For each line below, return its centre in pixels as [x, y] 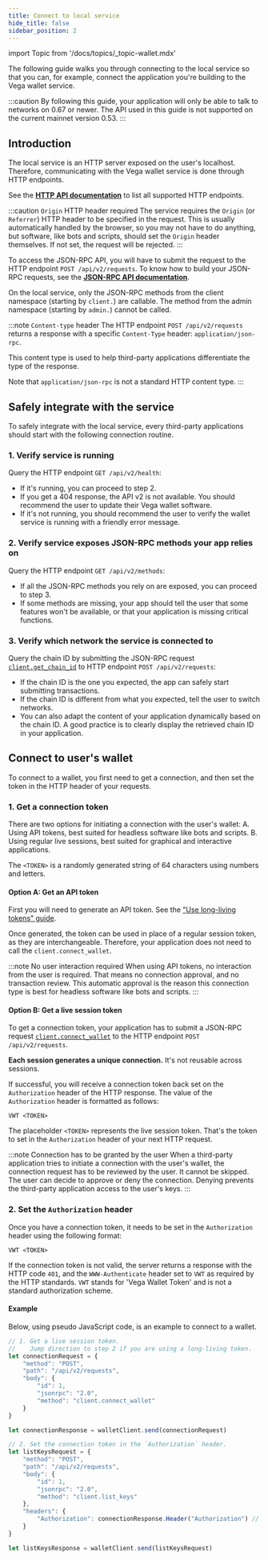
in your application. [52, 733]
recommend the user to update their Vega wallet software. [116, 506]
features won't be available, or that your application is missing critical [134, 611]
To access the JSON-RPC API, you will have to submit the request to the [127, 260]
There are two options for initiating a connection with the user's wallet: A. [129, 824]
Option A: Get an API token [54, 892]
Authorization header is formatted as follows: [84, 1102]
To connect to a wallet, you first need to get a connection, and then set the [131, 778]
